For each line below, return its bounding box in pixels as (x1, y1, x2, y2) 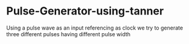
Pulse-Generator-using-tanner (6, 4, 164, 18)
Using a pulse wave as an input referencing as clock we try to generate (6, 24, 183, 31)
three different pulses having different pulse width (6, 30, 131, 37)
